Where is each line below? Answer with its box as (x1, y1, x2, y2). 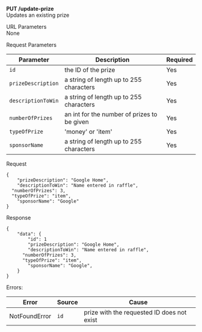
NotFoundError (9, 312, 52, 320)
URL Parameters (6, 23, 47, 30)
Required (166, 55, 193, 64)
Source (57, 298, 78, 306)
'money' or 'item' (64, 128, 112, 136)
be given (64, 117, 89, 126)
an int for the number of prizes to (64, 110, 158, 118)
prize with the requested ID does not (84, 309, 187, 316)
